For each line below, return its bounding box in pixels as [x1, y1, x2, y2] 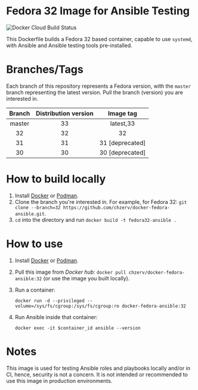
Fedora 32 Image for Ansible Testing [6, 4, 190, 18]
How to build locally [6, 172, 106, 186]
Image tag [108, 109, 137, 117]
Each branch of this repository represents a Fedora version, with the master [6, 82, 191, 89]
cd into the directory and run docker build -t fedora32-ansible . [14, 216, 177, 223]
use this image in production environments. [6, 377, 113, 384]
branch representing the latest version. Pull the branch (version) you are [6, 88, 183, 96]
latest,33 [110, 119, 135, 128]
